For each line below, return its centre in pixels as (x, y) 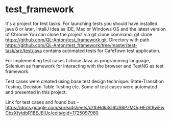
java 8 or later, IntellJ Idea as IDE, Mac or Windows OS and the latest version (86, 29)
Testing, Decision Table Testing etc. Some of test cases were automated (81, 87)
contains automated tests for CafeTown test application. (102, 51)
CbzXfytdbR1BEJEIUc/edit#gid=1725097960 (52, 113)
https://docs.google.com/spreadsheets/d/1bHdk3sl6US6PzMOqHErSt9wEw (85, 107)
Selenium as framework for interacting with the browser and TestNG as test (84, 66)
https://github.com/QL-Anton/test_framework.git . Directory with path (77, 40)
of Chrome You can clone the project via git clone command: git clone (79, 34)
